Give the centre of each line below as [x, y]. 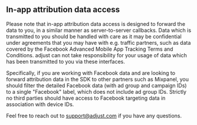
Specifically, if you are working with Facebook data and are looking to [91, 73]
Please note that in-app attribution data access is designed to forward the [96, 24]
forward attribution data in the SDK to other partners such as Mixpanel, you [97, 79]
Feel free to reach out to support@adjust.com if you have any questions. [94, 116]
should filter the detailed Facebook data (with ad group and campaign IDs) [96, 85]
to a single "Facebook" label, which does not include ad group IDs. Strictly [96, 91]
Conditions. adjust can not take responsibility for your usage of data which [97, 55]
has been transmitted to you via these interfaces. [66, 61]
